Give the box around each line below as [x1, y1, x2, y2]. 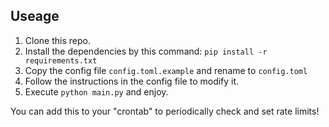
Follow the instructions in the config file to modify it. [24, 75, 240, 87]
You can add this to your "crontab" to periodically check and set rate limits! [10, 105, 320, 117]
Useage [10, 8, 60, 25]
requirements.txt [24, 55, 98, 66]
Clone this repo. [24, 34, 91, 46]
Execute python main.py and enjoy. [24, 85, 169, 98]
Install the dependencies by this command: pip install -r [24, 45, 268, 57]
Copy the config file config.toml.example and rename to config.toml [24, 64, 308, 76]
